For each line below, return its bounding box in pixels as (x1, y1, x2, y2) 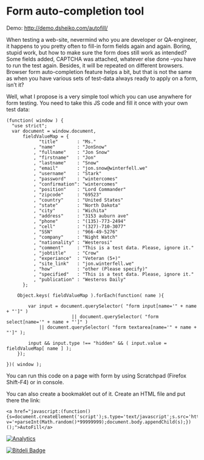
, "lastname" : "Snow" (33, 159, 99, 166)
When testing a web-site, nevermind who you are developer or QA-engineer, (6, 36, 197, 43)
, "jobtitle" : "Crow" (33, 250, 99, 256)
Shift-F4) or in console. (6, 378, 64, 385)
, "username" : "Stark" (33, 170, 102, 176)
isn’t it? (6, 81, 24, 88)
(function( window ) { (6, 117, 64, 124)
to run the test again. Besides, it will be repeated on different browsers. (6, 62, 184, 69)
